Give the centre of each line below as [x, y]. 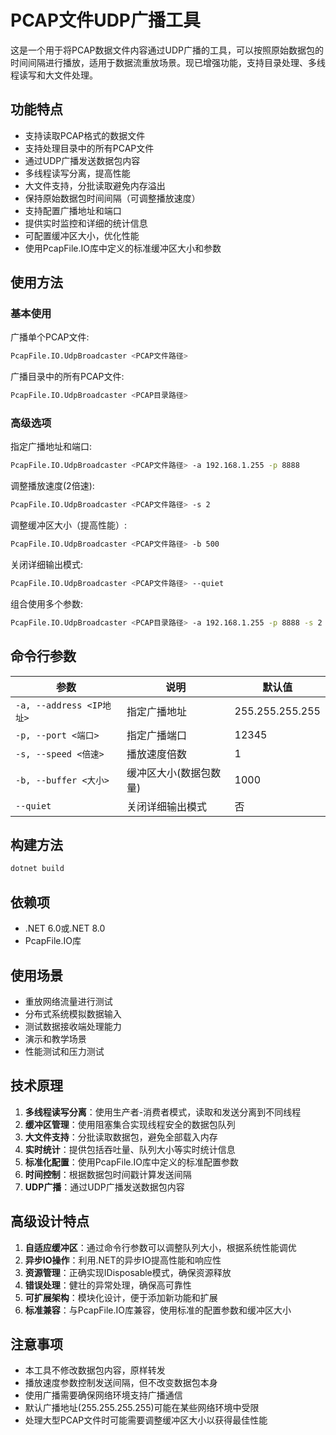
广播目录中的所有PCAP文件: [67, 377]
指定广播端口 [157, 735]
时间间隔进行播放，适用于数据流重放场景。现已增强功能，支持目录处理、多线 [168, 62]
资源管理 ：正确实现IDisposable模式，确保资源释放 [128, 1272]
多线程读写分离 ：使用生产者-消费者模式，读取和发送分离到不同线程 [163, 1112]
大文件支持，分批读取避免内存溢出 [95, 185]
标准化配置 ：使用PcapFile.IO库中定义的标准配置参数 [131, 1162]
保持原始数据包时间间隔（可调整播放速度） [112, 198]
